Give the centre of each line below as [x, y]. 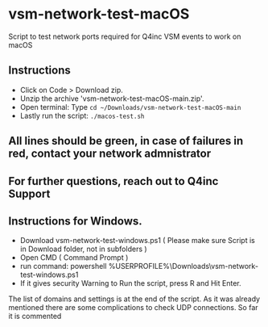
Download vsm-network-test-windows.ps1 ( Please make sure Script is [137, 241]
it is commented [35, 317]
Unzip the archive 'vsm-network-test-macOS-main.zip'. [112, 99]
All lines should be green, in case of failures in [126, 141]
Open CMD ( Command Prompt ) [74, 258]
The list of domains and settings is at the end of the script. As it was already [134, 299]
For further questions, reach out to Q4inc [113, 181]
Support [29, 193]
